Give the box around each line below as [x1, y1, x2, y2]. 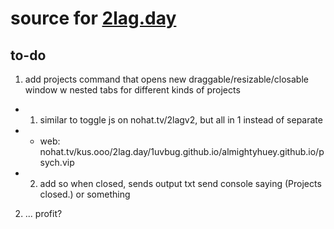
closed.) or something [39, 188, 131, 200]
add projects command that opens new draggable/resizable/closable [24, 73, 309, 85]
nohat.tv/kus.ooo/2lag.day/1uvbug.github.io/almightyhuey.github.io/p [39, 146, 325, 157]
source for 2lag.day [10, 7, 177, 30]
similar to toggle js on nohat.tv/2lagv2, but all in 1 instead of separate [39, 114, 323, 126]
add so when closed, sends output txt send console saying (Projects [39, 178, 322, 189]
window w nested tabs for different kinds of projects [24, 84, 241, 96]
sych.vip [39, 157, 75, 168]
